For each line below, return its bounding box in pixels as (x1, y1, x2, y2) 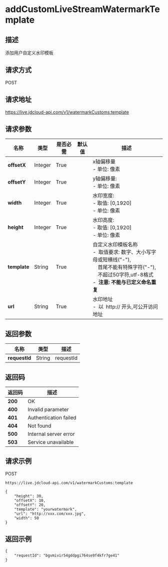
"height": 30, (14, 494, 43, 499)
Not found (27, 422, 51, 429)
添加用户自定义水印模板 (5, 50, 53, 56)
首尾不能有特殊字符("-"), (97, 264, 156, 271)
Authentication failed (27, 414, 76, 421)
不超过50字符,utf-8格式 (97, 271, 153, 278)
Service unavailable (27, 439, 74, 446)
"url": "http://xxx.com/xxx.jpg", (14, 511, 86, 516)
